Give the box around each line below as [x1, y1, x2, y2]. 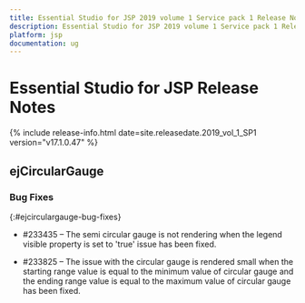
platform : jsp [9, 30, 64, 39]
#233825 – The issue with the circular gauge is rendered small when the [22, 256, 294, 267]
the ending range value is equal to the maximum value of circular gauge [22, 275, 291, 287]
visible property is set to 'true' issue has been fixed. [22, 238, 217, 249]
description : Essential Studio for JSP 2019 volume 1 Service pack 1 [9, 22, 279, 31]
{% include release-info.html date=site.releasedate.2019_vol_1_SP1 [9, 127, 257, 138]
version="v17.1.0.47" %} [9, 137, 98, 148]
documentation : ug [9, 38, 79, 48]
